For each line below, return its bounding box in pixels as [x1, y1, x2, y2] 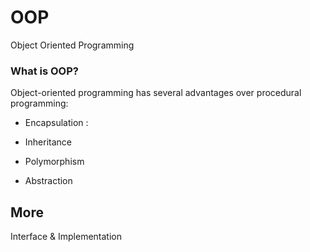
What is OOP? [10, 64, 79, 78]
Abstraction [24, 175, 73, 187]
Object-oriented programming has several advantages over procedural [10, 87, 302, 99]
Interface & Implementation [10, 231, 122, 243]
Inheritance [24, 136, 73, 148]
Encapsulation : [24, 117, 89, 129]
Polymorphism [24, 156, 85, 168]
